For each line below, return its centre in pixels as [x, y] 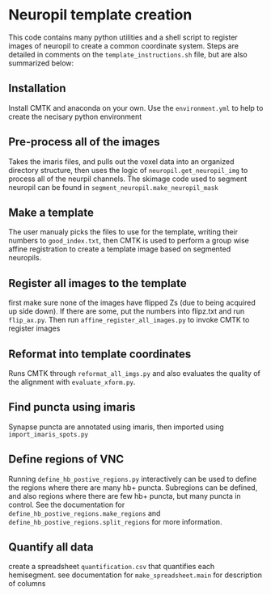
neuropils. [25, 258]
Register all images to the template [98, 283]
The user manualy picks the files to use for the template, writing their [123, 232]
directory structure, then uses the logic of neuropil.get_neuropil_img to [128, 170]
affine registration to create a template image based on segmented [120, 249]
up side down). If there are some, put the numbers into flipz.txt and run [127, 311]
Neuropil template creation [100, 15]
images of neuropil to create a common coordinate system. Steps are [123, 45]
